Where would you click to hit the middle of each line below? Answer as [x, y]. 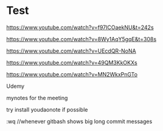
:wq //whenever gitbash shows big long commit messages [79, 121]
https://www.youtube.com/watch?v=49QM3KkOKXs [72, 62]
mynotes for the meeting [37, 98]
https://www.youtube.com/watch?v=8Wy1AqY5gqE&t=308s [81, 39]
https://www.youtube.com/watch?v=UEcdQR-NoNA [71, 51]
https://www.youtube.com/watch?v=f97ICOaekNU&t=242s [80, 27]
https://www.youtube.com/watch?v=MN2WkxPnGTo [72, 74]
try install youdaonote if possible [47, 109]
